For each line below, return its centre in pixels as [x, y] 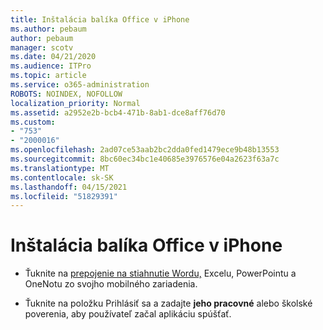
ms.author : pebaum [48, 29]
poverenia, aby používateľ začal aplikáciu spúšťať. [128, 314]
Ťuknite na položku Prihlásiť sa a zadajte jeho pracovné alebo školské [168, 303]
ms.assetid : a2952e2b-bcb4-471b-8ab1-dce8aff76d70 [118, 112]
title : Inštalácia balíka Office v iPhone [100, 19]
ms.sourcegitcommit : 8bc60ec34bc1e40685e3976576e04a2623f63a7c [145, 159]
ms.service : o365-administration [80, 85]
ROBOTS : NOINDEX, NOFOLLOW [66, 94]
